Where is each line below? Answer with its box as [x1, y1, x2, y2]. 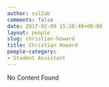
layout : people [7, 29, 51, 36]
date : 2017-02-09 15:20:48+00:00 [7, 23, 103, 29]
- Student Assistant [7, 55, 66, 62]
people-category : [7, 49, 57, 55]
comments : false [7, 16, 53, 23]
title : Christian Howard [7, 42, 78, 49]
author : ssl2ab [7, 10, 51, 17]
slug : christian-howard [7, 36, 75, 42]
